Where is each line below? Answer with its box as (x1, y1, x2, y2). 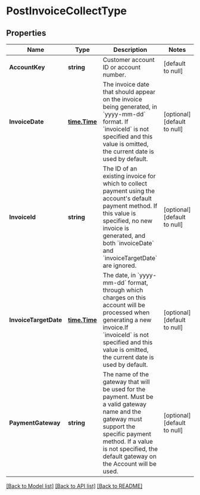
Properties (6, 28, 46, 38)
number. (102, 70, 127, 79)
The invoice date (102, 81, 150, 88)
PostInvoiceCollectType (6, 4, 127, 18)
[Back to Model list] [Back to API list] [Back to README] (6, 482, 143, 490)
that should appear (102, 88, 156, 96)
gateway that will (102, 378, 150, 386)
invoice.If (102, 323, 129, 332)
